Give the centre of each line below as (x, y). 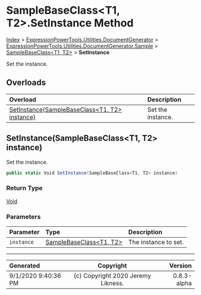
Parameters (23, 217)
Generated (25, 266)
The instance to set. (156, 242)
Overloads (26, 83)
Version (180, 266)
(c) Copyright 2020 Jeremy (112, 276)
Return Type (25, 188)
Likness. (112, 283)
